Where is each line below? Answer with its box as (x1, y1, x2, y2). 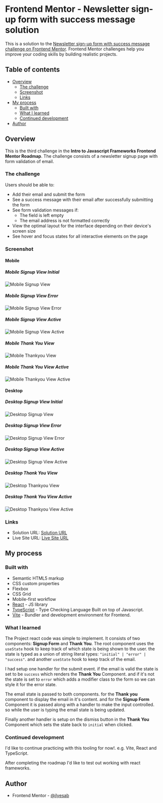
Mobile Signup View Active (5, 316, 61, 322)
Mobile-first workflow (12, 596, 56, 602)
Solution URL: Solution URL (12, 529, 67, 535)
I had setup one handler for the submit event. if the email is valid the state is (5, 665, 159, 671)
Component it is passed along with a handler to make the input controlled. (5, 701, 155, 707)
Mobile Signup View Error (5, 292, 58, 299)
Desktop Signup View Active (5, 446, 65, 452)
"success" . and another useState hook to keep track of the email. (5, 656, 136, 662)
